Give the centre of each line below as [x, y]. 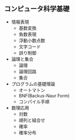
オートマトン [32, 90]
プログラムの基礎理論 [33, 84]
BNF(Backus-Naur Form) [44, 95]
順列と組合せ [32, 120]
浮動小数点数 [32, 40]
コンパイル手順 [34, 101]
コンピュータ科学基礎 [37, 9]
